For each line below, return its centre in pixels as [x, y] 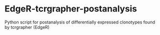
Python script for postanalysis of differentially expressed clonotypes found [80, 22]
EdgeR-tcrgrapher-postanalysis [71, 9]
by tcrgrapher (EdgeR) [27, 27]
